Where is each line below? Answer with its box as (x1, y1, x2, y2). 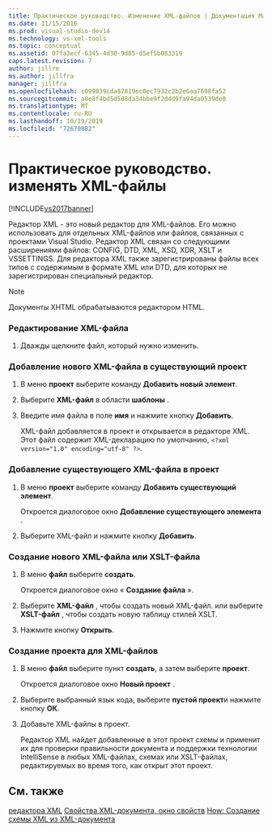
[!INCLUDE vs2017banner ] (8, 203, 95, 213)
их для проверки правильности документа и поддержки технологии (19, 744, 257, 753)
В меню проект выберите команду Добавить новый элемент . (19, 380, 238, 389)
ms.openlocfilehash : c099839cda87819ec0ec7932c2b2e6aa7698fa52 (8, 87, 227, 96)
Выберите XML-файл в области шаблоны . (19, 395, 170, 405)
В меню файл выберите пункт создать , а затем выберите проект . (19, 664, 250, 673)
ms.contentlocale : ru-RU (8, 110, 92, 118)
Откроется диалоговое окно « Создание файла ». (19, 584, 194, 595)
